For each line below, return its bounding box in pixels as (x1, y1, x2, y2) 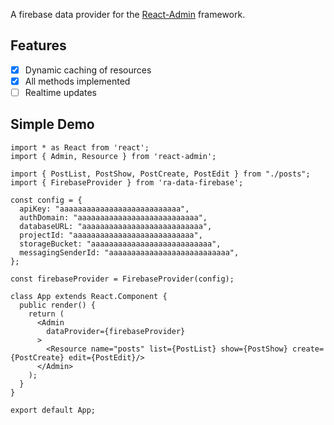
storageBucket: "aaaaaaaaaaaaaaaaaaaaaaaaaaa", (19, 239, 222, 249)
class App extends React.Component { (10, 291, 168, 301)
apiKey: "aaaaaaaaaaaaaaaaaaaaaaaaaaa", (19, 204, 190, 214)
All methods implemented (24, 75, 131, 87)
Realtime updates (24, 86, 97, 98)
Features (10, 37, 67, 54)
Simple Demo (10, 116, 95, 133)
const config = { (10, 195, 83, 205)
